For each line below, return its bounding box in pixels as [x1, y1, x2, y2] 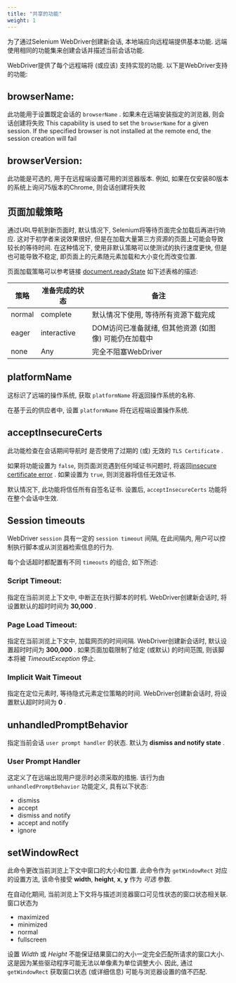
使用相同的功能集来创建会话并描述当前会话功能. [7, 46, 145, 54]
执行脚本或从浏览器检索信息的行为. [13, 543, 114, 552]
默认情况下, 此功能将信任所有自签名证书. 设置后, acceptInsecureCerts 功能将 [7, 485, 227, 493]
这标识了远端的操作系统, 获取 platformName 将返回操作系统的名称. [7, 390, 195, 399]
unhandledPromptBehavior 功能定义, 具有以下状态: [7, 782, 149, 791]
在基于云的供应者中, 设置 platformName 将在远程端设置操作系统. [7, 406, 190, 414]
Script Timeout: [7, 576, 62, 586]
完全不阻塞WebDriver [91, 347, 163, 357]
